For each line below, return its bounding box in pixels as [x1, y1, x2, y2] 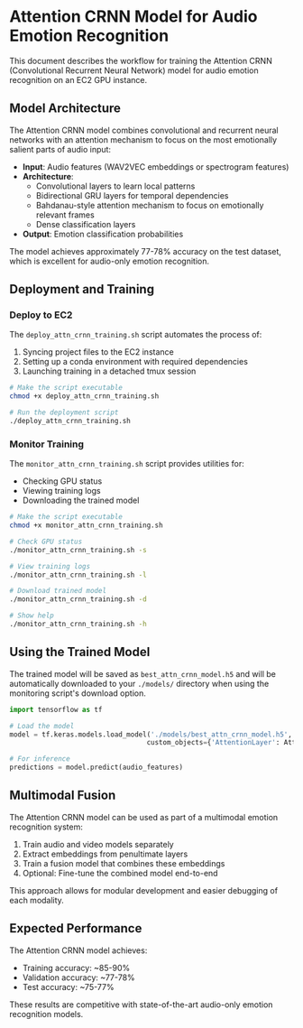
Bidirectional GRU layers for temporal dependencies [35, 190, 229, 200]
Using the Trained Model [9, 644, 151, 660]
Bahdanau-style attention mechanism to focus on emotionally [35, 199, 264, 210]
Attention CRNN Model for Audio [9, 6, 258, 27]
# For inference [9, 755, 70, 764]
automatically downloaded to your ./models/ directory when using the [9, 678, 270, 689]
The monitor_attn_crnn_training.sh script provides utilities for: [9, 458, 245, 469]
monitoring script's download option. [9, 688, 146, 699]
